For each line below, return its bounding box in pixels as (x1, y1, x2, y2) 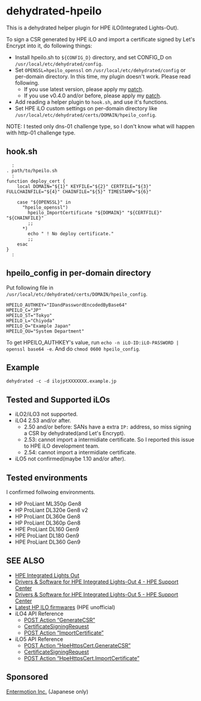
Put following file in (6, 284, 54, 291)
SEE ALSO (6, 556, 45, 566)
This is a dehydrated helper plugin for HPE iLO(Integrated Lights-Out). (6, 24, 179, 31)
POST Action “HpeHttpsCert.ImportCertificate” (23, 654, 140, 661)
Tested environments (6, 472, 88, 483)
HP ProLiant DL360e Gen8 (14, 513, 81, 520)
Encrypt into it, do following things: (6, 42, 92, 49)
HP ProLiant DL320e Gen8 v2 (14, 507, 88, 514)
